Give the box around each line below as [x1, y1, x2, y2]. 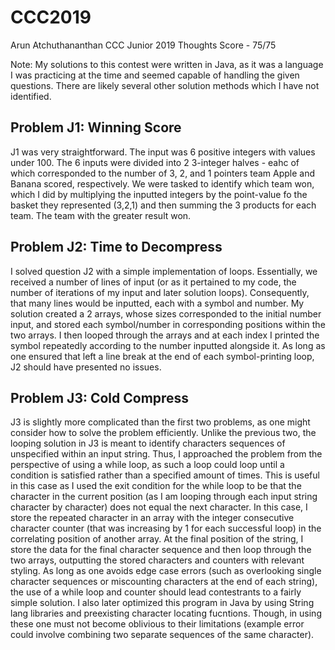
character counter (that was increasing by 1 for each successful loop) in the [10, 522, 322, 535]
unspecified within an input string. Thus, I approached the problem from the [10, 448, 323, 460]
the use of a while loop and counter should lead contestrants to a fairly [10, 586, 302, 598]
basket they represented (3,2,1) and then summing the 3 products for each [10, 199, 317, 211]
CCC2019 [10, 6, 92, 29]
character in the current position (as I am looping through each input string [10, 491, 318, 503]
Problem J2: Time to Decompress [10, 239, 223, 256]
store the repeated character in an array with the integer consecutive [10, 512, 295, 524]
